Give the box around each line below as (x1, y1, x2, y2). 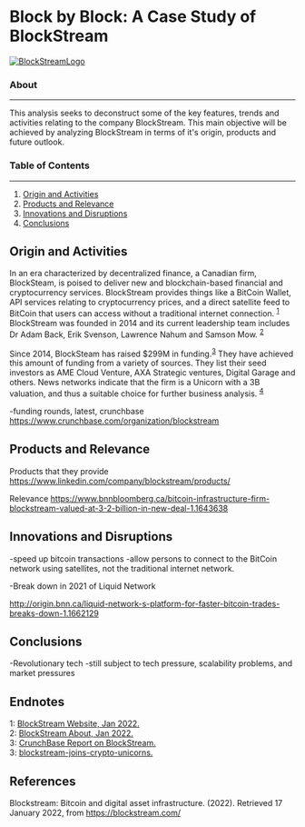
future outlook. (9, 136, 65, 147)
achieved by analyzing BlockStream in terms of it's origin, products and (9, 127, 277, 138)
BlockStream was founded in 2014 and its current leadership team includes (9, 318, 290, 328)
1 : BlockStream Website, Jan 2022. (9, 718, 140, 729)
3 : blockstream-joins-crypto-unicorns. (9, 747, 153, 758)
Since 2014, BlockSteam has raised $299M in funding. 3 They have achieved (9, 346, 293, 359)
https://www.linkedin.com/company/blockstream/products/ (9, 475, 231, 486)
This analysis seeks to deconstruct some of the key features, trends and (9, 107, 280, 119)
